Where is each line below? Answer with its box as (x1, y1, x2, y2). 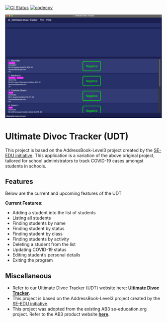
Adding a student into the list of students (12, 210, 96, 216)
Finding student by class (12, 231, 63, 237)
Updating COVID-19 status (12, 246, 67, 253)
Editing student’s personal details (12, 252, 81, 258)
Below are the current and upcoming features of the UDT (5, 190, 122, 196)
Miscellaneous (5, 271, 52, 280)
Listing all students (12, 215, 51, 221)
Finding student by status (12, 226, 65, 232)
